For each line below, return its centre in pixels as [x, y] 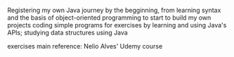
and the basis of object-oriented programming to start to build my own [109, 18]
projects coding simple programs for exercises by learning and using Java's [117, 25]
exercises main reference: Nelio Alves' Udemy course [85, 46]
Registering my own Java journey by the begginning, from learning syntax [114, 10]
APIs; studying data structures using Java [67, 32]
